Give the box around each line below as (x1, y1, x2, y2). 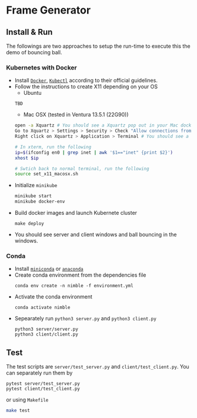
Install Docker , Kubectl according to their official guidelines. (14, 77, 158, 84)
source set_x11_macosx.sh (14, 171, 78, 177)
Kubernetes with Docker (6, 63, 78, 71)
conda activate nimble (14, 304, 71, 311)
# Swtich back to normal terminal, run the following (14, 165, 149, 171)
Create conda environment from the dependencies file (14, 271, 146, 278)
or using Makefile (6, 396, 49, 403)
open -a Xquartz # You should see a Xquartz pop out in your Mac (14, 122, 178, 128)
